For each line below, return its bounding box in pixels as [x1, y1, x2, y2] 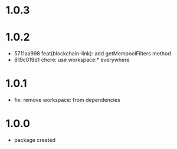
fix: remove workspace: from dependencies [14, 97, 120, 104]
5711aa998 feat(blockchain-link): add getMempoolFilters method [14, 50, 172, 57]
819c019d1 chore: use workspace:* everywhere [14, 57, 130, 64]
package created [14, 137, 55, 143]
